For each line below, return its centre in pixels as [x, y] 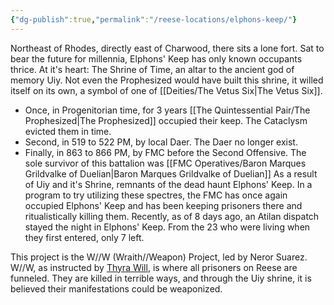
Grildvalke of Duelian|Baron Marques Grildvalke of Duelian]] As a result [171, 173]
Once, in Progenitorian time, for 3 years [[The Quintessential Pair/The [167, 110]
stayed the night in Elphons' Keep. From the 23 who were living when [167, 227]
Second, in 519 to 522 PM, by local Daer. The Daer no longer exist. [161, 142]
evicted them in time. [68, 131]
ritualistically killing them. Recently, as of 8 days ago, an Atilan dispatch [172, 216]
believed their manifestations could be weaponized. [116, 288]
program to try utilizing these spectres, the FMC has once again [156, 195]
